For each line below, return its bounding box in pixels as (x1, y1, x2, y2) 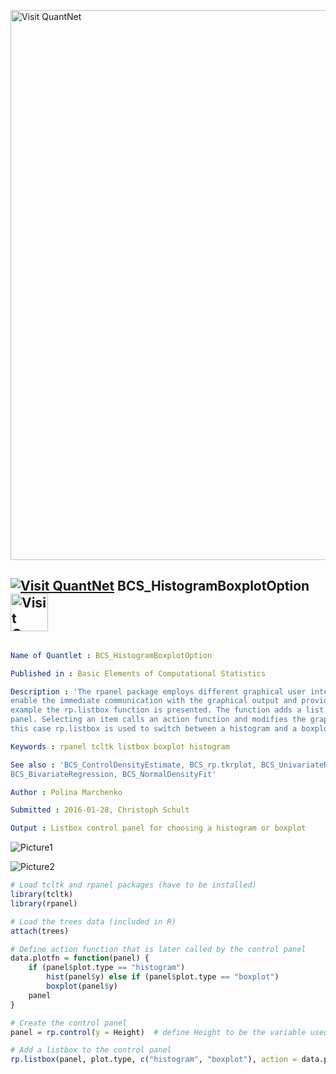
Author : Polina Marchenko (10, 787, 123, 797)
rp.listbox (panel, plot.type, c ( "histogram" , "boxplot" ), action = (10, 1055, 298, 1065)
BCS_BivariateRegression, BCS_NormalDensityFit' (10, 769, 217, 779)
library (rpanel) (10, 898, 78, 909)
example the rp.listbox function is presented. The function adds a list (10, 705, 325, 715)
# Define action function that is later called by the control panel (10, 944, 307, 954)
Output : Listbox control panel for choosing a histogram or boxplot (10, 823, 307, 834)
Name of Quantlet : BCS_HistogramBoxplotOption (10, 650, 213, 660)
